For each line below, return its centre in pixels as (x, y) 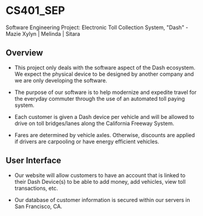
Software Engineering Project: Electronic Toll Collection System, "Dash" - (97, 27)
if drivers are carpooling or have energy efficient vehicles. (87, 141)
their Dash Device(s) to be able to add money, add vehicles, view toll (100, 181)
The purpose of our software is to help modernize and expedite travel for (105, 92)
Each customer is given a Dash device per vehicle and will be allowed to (104, 116)
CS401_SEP (35, 11)
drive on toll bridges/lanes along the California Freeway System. (94, 123)
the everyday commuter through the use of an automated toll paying (100, 98)
